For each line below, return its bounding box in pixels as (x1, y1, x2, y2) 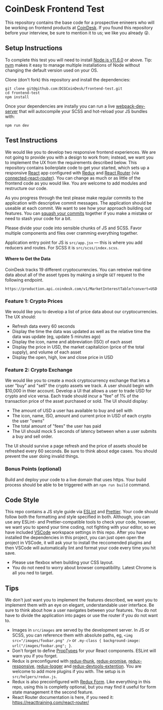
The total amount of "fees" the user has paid (12, 423, 101, 429)
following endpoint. (5, 277, 44, 283)
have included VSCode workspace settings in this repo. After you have (5, 529, 147, 535)
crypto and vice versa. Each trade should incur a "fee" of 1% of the (5, 393, 139, 399)
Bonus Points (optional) (5, 466, 62, 472)
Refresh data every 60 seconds (12, 323, 75, 329)
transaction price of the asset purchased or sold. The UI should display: (5, 398, 148, 404)
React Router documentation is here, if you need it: (12, 694, 114, 700)
